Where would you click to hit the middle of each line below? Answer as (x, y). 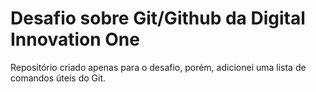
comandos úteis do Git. (58, 78)
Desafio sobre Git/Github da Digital (158, 18)
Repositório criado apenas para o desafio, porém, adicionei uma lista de (158, 67)
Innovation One (75, 39)
